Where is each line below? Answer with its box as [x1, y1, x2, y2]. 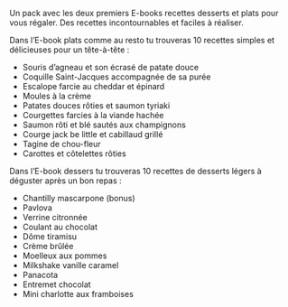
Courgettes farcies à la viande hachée [22, 110, 164, 120]
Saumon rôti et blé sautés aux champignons [22, 119, 187, 130]
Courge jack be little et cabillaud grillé [22, 129, 163, 139]
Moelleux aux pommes [22, 250, 107, 261]
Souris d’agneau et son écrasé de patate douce [22, 62, 200, 72]
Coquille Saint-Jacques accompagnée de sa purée [22, 71, 211, 82]
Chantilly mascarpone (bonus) [22, 193, 135, 203]
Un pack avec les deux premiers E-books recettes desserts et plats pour [9, 8, 279, 18]
